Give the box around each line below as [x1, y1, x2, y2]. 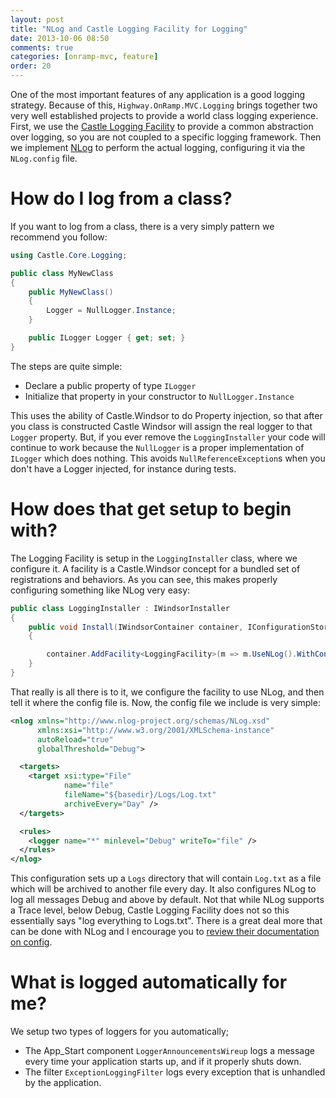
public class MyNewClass [10, 268, 114, 278]
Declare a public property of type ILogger [24, 379, 197, 391]
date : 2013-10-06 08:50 [10, 33, 110, 43]
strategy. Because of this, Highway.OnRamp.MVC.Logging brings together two [10, 99, 318, 111]
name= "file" [63, 781, 114, 791]
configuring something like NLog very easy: [10, 584, 191, 596]
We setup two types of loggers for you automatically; [10, 1026, 230, 1038]
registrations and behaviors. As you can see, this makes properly [10, 573, 278, 585]
